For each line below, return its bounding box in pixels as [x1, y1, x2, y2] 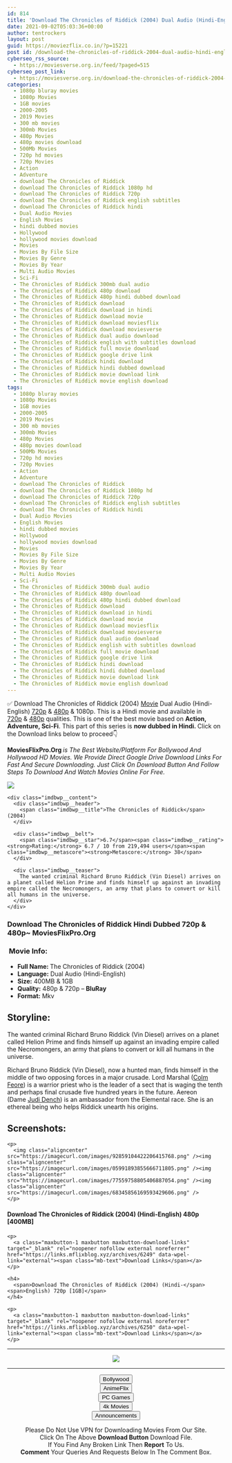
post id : [7, 49, 32, 56]
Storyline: [7, 1012, 50, 1024]
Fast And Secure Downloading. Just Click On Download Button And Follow [7, 760, 220, 769]
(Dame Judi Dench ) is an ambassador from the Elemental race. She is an [7, 1095, 214, 1103]
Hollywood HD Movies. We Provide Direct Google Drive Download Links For [7, 753, 222, 761]
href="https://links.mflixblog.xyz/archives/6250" [7, 1324, 156, 1331]
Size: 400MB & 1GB [17, 976, 74, 985]
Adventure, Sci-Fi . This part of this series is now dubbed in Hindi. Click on [7, 721, 221, 730]
